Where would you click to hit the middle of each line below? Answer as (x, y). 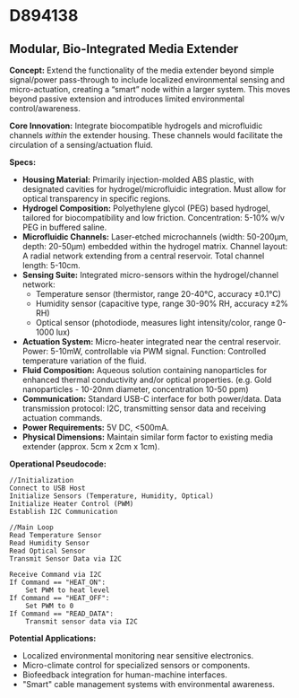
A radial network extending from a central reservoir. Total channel (143, 256)
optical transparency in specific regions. (96, 199)
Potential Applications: (53, 638)
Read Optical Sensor (48, 551)
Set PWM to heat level (68, 590)
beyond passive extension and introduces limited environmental (127, 99)
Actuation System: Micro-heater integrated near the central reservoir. (152, 341)
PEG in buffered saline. (64, 227)
